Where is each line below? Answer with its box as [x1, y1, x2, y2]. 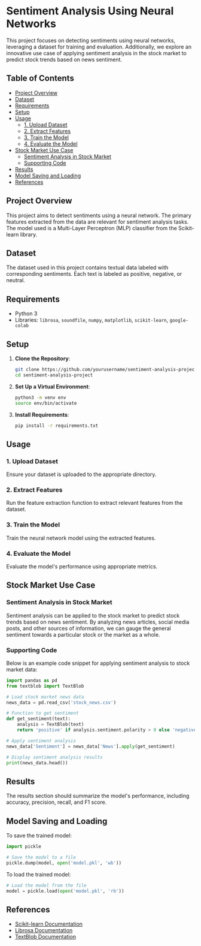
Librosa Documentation [14, 927, 73, 934]
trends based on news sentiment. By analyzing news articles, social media [6, 618, 190, 625]
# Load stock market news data [6, 694, 84, 700]
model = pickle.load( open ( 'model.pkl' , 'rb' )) [6, 888, 124, 894]
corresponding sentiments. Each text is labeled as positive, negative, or [6, 270, 182, 278]
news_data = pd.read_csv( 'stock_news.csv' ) [6, 700, 117, 706]
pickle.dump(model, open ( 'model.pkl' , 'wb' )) [6, 860, 121, 866]
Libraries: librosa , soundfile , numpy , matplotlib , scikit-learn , [14, 317, 169, 324]
